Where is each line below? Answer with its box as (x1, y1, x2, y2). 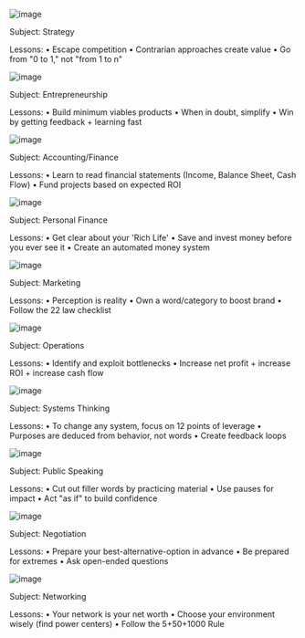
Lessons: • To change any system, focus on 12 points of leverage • (9, 421, 262, 431)
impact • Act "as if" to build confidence (9, 493, 158, 504)
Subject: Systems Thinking (9, 403, 110, 413)
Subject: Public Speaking (9, 465, 104, 476)
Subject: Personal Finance (9, 214, 108, 225)
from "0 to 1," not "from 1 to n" (9, 54, 123, 64)
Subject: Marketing (9, 277, 81, 288)
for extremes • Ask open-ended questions (9, 556, 169, 566)
